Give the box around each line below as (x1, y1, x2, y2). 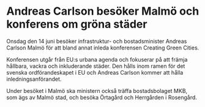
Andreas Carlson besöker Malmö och (6, 4, 199, 18)
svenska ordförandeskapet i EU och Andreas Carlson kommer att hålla (6, 68, 184, 76)
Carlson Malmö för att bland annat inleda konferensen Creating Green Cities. (6, 44, 199, 51)
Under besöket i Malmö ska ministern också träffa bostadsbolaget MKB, (6, 87, 188, 94)
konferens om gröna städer (6, 17, 147, 31)
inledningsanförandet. (6, 75, 62, 83)
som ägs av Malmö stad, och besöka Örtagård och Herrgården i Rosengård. (6, 94, 198, 101)
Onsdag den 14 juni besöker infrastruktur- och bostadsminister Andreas (6, 37, 187, 45)
